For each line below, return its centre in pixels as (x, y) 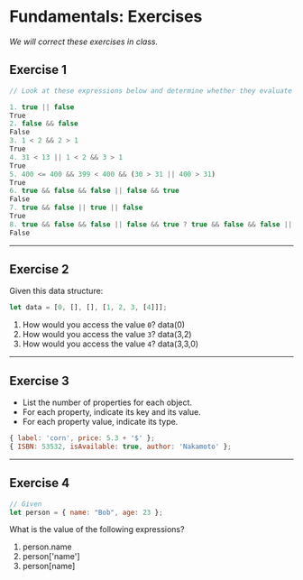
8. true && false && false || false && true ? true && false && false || (151, 224)
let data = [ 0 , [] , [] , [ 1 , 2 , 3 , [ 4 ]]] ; (88, 308)
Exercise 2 (39, 269)
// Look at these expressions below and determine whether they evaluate (151, 91)
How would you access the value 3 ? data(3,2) (107, 335)
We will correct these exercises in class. (84, 41)
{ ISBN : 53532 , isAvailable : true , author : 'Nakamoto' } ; (120, 447)
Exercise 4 (40, 483)
